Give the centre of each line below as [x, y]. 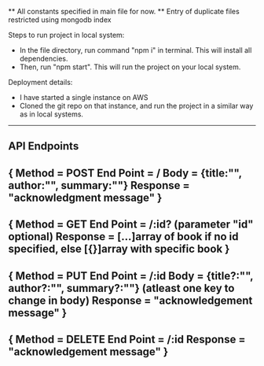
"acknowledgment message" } [85, 197]
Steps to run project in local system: [66, 35]
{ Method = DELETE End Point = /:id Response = [127, 339]
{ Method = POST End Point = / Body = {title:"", [125, 173]
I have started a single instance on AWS [84, 97]
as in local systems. [51, 114]
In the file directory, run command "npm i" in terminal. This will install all [136, 50]
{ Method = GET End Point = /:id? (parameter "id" [131, 225]
